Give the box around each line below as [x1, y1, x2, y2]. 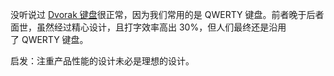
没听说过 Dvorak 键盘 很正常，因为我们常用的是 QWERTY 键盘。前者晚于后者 [10, 9, 325, 20]
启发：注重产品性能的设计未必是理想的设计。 [10, 55, 195, 67]
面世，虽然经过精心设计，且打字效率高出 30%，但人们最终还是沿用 [10, 21, 287, 33]
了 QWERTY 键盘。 [10, 34, 89, 45]
